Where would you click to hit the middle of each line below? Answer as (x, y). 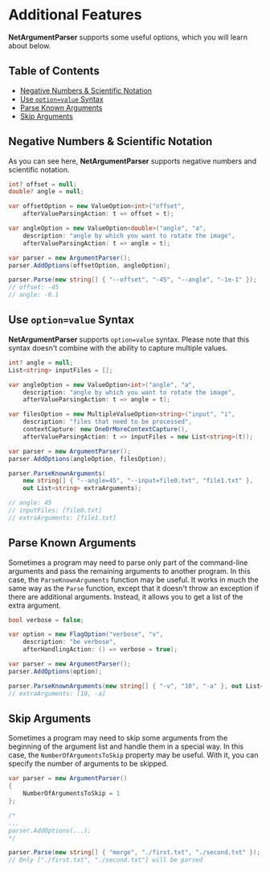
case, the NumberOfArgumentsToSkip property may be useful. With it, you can (133, 755)
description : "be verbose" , (70, 642)
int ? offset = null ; (43, 184)
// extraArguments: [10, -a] (57, 693)
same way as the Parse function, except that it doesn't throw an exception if (134, 588)
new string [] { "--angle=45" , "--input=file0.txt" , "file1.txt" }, (138, 481)
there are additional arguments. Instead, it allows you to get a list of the (126, 596)
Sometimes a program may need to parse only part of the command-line (128, 563)
